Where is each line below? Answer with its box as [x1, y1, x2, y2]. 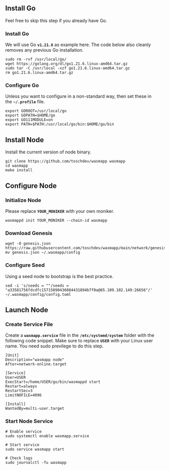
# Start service [5, 443, 39, 448]
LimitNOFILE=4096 [5, 393, 42, 398]
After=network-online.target [5, 362, 67, 367]
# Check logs [5, 456, 33, 461]
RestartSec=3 [5, 388, 33, 394]
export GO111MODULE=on [5, 117, 53, 123]
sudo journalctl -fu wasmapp [5, 460, 67, 465]
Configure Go [5, 82, 39, 89]
